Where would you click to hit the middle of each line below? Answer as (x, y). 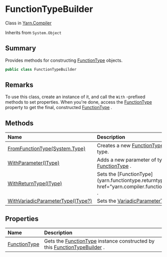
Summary (21, 48)
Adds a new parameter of (126, 160)
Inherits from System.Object (33, 32)
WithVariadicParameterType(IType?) (50, 201)
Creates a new (114, 145)
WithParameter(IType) (34, 163)
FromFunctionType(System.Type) (47, 149)
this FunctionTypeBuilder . (74, 248)
